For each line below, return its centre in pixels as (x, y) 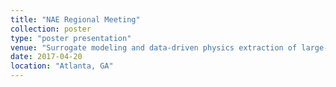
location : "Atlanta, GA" (62, 66)
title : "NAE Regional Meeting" (75, 19)
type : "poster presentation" (71, 38)
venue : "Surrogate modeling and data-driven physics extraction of (154, 47)
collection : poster (51, 29)
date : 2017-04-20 (46, 57)
